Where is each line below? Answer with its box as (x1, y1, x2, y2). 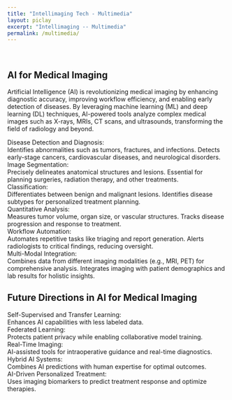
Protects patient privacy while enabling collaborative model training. (7, 332, 203, 341)
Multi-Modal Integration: (7, 249, 77, 258)
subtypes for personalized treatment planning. (7, 198, 141, 206)
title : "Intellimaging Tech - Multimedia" (7, 10, 133, 17)
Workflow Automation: (7, 228, 72, 236)
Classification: (7, 183, 48, 191)
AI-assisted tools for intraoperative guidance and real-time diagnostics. (7, 347, 212, 356)
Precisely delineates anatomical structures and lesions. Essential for (7, 168, 203, 177)
